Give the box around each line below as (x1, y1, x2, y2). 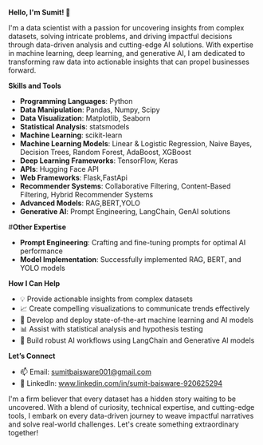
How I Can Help (8, 279, 61, 288)
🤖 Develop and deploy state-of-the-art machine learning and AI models (19, 316, 253, 324)
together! (8, 428, 38, 437)
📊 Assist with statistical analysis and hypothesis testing (19, 324, 203, 333)
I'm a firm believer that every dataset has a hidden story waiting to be (8, 394, 237, 403)
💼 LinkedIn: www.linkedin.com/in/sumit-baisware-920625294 (19, 379, 223, 387)
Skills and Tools (8, 81, 61, 90)
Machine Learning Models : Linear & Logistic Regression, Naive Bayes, (19, 139, 253, 148)
